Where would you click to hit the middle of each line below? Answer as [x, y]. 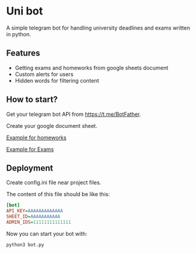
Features [23, 53]
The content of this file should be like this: [58, 194]
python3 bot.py [25, 245]
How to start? [32, 100]
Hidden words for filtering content [57, 80]
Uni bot [25, 11]
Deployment [30, 168]
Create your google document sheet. [52, 125]
